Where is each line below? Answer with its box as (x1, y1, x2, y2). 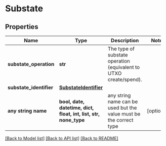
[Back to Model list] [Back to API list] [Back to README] (5, 136, 119, 141)
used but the (108, 104, 137, 111)
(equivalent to (108, 64, 140, 70)
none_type (59, 117, 85, 123)
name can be (108, 98, 138, 105)
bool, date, (59, 98, 85, 105)
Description (111, 37, 139, 44)
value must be (108, 111, 141, 117)
